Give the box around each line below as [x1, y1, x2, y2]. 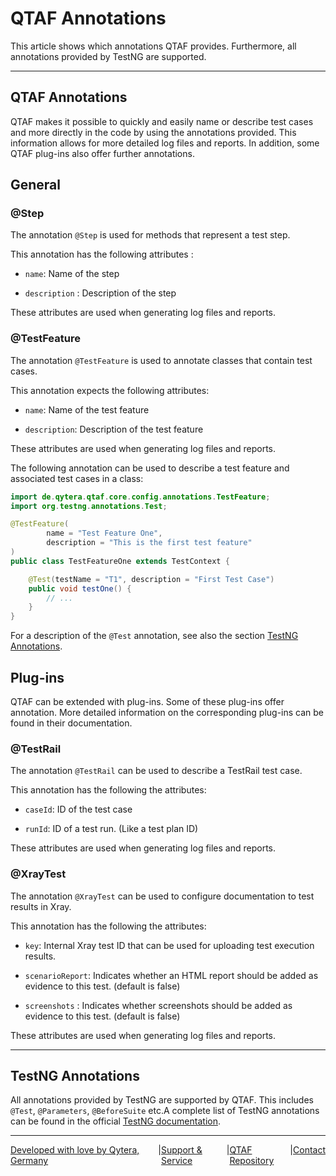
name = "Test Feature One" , [46, 528, 163, 539]
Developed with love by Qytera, [10, 1144, 140, 1156]
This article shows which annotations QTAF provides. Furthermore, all [10, 40, 297, 52]
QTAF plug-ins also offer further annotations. [10, 147, 195, 159]
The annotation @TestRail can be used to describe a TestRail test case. [10, 765, 303, 777]
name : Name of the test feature [24, 403, 150, 416]
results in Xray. [10, 900, 72, 912]
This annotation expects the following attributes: [10, 384, 210, 396]
